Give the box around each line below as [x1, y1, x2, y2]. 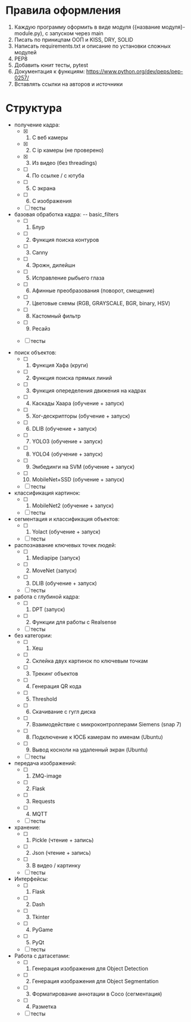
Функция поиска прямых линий [32, 374, 112, 381]
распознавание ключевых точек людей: [14, 541, 117, 548]
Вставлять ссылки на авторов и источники [14, 80, 123, 87]
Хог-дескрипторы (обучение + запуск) [32, 412, 130, 419]
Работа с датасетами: [14, 952, 70, 959]
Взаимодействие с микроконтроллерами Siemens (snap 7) [32, 720, 182, 728]
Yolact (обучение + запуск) [32, 528, 101, 535]
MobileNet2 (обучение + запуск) [32, 502, 114, 509]
